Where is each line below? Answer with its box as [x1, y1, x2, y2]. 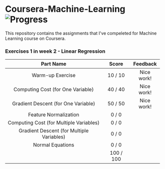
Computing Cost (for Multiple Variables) [7, 119, 100, 126]
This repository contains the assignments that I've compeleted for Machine [5, 30, 157, 36]
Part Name [41, 61, 67, 68]
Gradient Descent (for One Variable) [12, 100, 96, 107]
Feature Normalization [27, 111, 80, 118]
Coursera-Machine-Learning [5, 3, 126, 15]
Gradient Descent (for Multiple [19, 127, 89, 134]
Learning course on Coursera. [5, 35, 66, 41]
